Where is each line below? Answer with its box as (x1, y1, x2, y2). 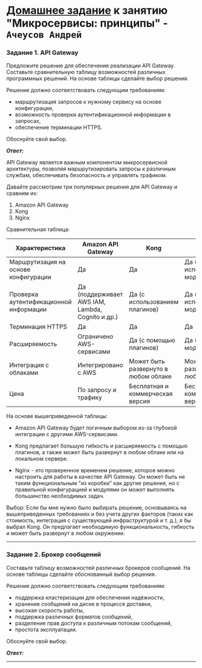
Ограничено (77, 332, 114, 341)
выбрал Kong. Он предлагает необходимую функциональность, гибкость (6, 523, 195, 531)
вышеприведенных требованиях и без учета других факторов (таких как (6, 510, 194, 518)
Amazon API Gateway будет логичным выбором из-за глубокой (14, 424, 177, 431)
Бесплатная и (129, 382, 169, 390)
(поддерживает (77, 290, 123, 299)
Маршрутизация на (9, 258, 66, 266)
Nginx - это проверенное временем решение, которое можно (14, 467, 176, 474)
